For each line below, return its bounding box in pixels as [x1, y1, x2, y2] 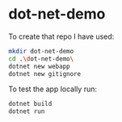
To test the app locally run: [8, 84, 97, 94]
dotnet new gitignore [8, 69, 82, 78]
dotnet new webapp [8, 62, 70, 70]
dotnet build [8, 100, 53, 108]
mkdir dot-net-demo [8, 47, 74, 55]
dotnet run [8, 107, 45, 116]
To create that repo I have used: [8, 32, 115, 41]
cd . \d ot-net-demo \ [8, 54, 74, 63]
